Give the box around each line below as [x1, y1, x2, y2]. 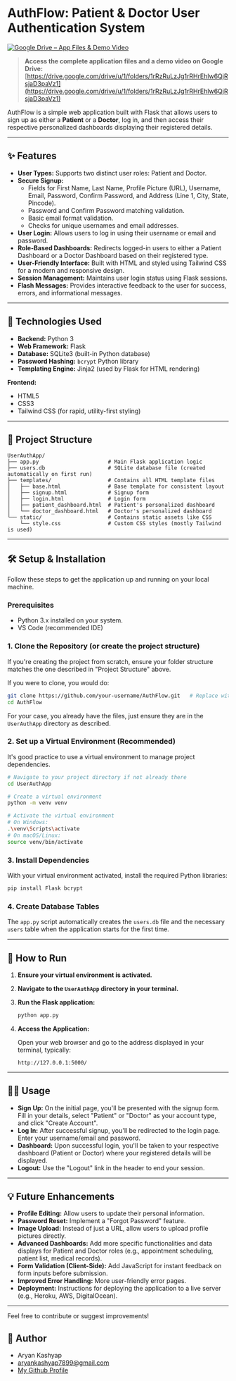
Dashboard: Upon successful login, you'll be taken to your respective [17, 1141, 219, 1150]
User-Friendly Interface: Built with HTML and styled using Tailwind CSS [17, 259, 227, 267]
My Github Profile [17, 1366, 69, 1375]
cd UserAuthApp [7, 780, 52, 787]
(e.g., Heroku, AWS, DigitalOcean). [17, 1291, 118, 1300]
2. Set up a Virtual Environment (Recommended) [7, 737, 176, 747]
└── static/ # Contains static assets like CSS [7, 514, 212, 521]
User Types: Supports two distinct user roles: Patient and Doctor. [17, 168, 207, 177]
